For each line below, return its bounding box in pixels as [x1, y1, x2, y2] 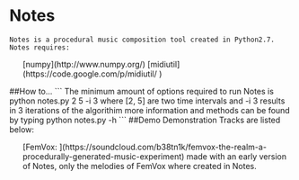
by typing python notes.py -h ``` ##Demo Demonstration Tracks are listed [9, 114, 281, 125]
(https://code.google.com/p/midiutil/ [22, 68, 157, 79]
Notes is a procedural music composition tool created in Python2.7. [9, 35, 276, 44]
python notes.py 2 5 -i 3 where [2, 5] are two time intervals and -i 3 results [9, 95, 286, 106]
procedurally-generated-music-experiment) [22, 150, 185, 162]
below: [9, 123, 34, 135]
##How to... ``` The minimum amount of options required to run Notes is [9, 85, 274, 96]
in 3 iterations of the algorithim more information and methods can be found [9, 104, 290, 115]
